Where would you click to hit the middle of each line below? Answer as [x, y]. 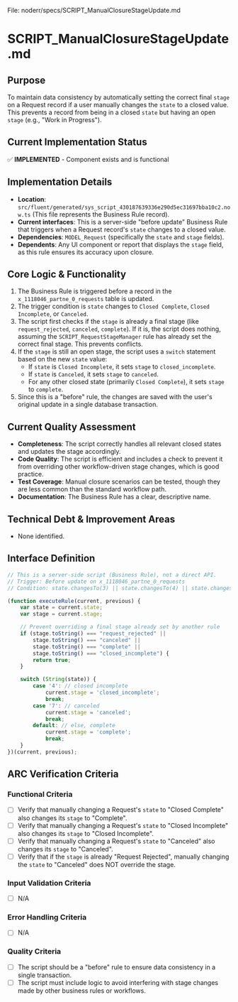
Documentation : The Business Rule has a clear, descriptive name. [114, 497]
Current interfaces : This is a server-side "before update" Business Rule [123, 222]
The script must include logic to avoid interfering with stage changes [118, 982]
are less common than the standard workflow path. [92, 489]
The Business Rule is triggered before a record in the [95, 291]
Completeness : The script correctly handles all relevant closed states [119, 444]
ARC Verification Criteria [63, 774]
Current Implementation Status [77, 142]
